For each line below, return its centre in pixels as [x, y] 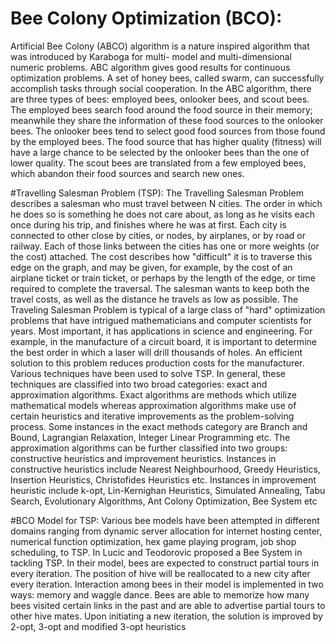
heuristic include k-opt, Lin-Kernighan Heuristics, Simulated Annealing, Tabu [168, 490]
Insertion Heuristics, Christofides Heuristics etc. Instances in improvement [163, 479]
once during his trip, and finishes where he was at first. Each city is [148, 224]
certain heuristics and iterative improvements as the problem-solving [152, 416]
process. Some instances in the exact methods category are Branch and [159, 426]
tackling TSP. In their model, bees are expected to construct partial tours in [165, 563]
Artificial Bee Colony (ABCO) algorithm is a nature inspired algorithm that [160, 46]
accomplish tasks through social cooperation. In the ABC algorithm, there [161, 88]
